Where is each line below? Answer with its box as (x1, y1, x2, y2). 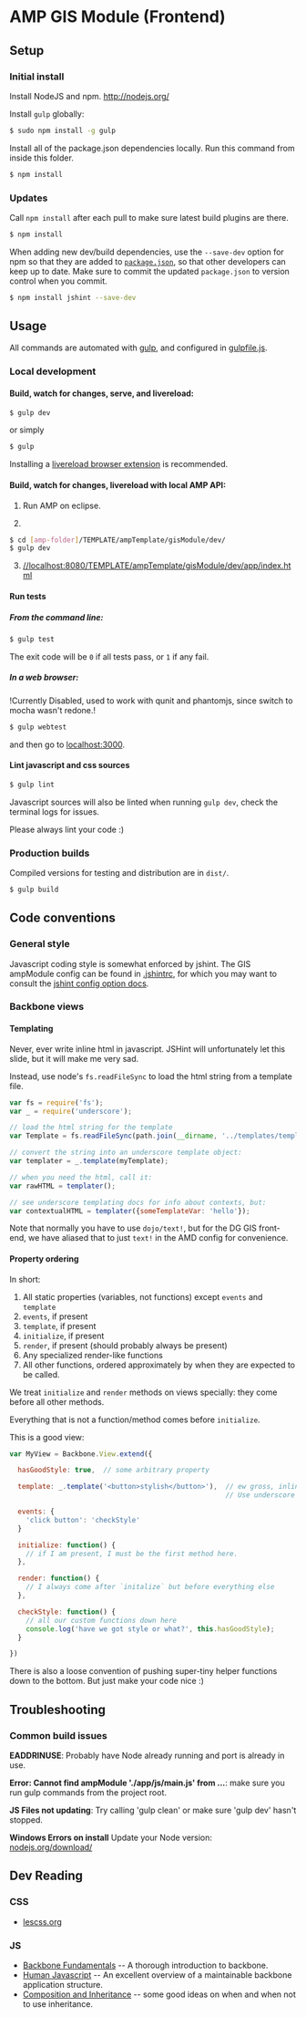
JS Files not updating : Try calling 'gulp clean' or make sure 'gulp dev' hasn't (9, 1804, 297, 1816)
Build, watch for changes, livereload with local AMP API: (9, 479, 226, 490)
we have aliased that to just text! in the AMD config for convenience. (27, 1232, 289, 1243)
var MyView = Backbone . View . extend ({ (9, 1449, 153, 1459)
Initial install (9, 70, 65, 83)
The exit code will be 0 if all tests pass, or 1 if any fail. (9, 650, 209, 662)
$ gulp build (9, 885, 59, 894)
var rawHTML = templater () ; (9, 1181, 117, 1190)
